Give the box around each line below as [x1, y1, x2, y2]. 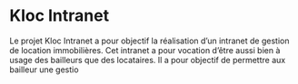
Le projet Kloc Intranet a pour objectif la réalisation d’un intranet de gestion [9, 35, 290, 46]
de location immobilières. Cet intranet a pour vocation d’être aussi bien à [9, 44, 281, 55]
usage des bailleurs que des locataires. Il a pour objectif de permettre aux [9, 54, 286, 65]
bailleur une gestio [9, 64, 79, 75]
